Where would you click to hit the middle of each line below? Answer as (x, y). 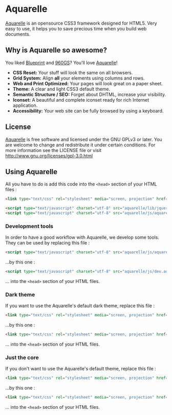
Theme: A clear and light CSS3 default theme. (61, 89)
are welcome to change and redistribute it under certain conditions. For (80, 145)
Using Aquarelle (31, 172)
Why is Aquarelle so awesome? (56, 50)
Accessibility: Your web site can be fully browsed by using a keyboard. (88, 110)
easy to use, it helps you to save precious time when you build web (76, 28)
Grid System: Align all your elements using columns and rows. (79, 78)
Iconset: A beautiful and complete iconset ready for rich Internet (81, 100)
